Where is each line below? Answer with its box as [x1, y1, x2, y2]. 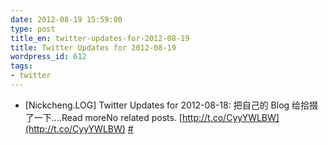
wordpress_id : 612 [10, 52, 87, 62]
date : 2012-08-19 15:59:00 [10, 14, 123, 25]
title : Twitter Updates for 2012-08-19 [10, 42, 177, 53]
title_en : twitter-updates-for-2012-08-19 [10, 33, 190, 43]
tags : [10, 61, 33, 71]
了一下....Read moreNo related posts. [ [24, 111, 183, 123]
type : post [10, 24, 56, 34]
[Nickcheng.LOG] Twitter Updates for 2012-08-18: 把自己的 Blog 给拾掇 [24, 99, 319, 111]
